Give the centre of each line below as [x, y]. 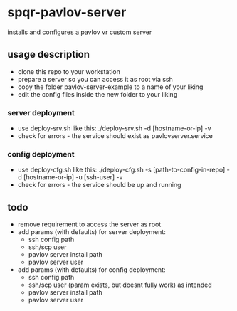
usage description [49, 54]
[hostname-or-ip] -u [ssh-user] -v [73, 177]
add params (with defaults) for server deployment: [91, 232]
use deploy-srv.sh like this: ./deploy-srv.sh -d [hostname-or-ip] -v [114, 128]
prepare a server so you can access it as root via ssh [95, 79]
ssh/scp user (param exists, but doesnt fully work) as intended [120, 285]
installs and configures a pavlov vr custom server [80, 32]
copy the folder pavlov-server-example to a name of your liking [110, 87]
